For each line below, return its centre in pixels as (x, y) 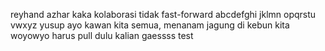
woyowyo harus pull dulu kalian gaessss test (102, 35)
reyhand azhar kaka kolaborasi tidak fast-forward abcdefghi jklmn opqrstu (163, 14)
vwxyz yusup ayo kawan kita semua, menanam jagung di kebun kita (150, 25)
